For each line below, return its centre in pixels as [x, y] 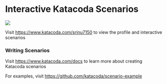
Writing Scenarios [27, 50]
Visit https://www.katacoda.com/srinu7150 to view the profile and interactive [84, 32]
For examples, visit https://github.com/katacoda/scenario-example [74, 76]
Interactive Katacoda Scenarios [72, 9]
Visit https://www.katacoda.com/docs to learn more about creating [74, 61]
